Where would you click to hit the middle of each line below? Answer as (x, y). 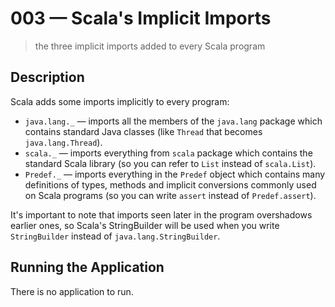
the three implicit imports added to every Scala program (150, 46)
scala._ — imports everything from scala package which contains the (168, 153)
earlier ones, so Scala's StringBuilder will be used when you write (145, 225)
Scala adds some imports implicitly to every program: (120, 101)
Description (47, 77)
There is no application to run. (72, 291)
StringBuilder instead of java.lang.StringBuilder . (115, 236)
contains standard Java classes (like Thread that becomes (143, 131)
